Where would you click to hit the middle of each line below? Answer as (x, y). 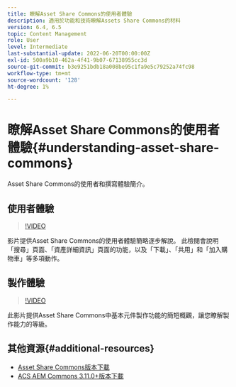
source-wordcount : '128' (44, 80)
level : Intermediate (38, 47)
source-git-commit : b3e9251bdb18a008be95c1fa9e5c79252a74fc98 (101, 67)
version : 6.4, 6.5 (34, 27)
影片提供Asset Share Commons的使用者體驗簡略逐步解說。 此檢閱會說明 (113, 241)
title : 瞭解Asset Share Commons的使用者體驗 (70, 14)
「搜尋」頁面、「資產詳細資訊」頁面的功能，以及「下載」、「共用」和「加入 (114, 250)
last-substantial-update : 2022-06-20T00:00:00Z (79, 54)
